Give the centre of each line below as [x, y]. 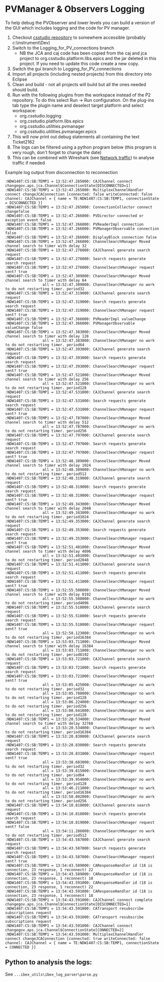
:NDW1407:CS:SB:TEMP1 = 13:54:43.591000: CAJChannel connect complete [79, 900]
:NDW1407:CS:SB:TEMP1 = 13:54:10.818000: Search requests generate [76, 814]
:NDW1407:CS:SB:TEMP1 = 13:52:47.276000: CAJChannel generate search [78, 250]
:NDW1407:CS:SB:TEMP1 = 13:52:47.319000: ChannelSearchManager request [80, 310]
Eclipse [20, 79]
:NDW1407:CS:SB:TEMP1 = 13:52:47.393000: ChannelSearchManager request [80, 366]
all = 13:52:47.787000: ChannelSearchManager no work [98, 426]
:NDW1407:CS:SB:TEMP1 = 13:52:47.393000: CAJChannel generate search [78, 349]
